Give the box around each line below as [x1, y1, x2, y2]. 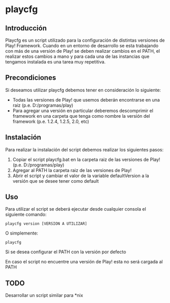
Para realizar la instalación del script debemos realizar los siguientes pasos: [5, 146, 164, 153]
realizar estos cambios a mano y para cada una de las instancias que [5, 53, 150, 59]
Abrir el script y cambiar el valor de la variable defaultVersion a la [12, 173, 149, 179]
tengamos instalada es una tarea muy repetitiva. [5, 59, 106, 64]
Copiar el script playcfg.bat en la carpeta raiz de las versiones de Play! [12, 156, 161, 162]
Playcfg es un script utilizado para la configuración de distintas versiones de [5, 37, 165, 43]
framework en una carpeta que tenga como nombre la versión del [12, 113, 150, 119]
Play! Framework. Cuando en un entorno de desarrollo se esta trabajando [5, 43, 159, 49]
